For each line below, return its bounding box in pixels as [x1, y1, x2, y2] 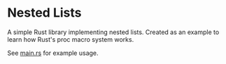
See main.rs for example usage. [7, 49, 99, 57]
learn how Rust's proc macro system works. [7, 35, 134, 43]
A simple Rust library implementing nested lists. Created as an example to [7, 28, 220, 36]
